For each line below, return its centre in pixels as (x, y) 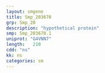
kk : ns (14, 55)
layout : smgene (25, 11)
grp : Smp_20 (21, 22)
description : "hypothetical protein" (53, 28)
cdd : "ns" (18, 50)
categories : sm (25, 61)
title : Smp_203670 (29, 17)
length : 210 (24, 45)
